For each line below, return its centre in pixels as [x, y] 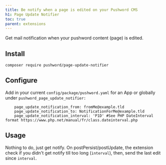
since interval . [21, 158]
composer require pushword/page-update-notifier [57, 65]
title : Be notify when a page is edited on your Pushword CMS [71, 10]
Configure [21, 80]
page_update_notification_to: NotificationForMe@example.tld [79, 111]
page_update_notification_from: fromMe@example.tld [69, 107]
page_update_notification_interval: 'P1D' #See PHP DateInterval [84, 115]
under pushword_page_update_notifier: [46, 97]
